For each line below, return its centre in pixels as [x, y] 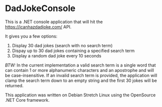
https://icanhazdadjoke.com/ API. [38, 27]
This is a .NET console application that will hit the [54, 22]
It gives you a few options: [31, 36]
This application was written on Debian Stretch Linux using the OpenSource [80, 95]
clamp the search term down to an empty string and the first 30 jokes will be [81, 80]
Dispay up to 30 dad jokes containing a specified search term [73, 51]
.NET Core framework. [27, 100]
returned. [14, 85]
